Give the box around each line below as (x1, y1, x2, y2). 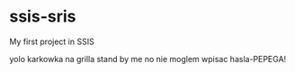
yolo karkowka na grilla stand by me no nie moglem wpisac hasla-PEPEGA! (9, 53, 287, 64)
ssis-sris (9, 6, 76, 27)
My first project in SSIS (9, 36, 94, 47)
